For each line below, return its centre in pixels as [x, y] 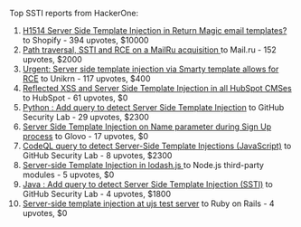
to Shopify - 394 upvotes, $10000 [85, 40]
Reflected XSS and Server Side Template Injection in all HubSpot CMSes [157, 88]
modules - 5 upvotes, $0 [68, 175]
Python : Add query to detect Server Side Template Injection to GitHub [153, 107]
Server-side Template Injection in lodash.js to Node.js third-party [143, 165]
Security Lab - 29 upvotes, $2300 [85, 117]
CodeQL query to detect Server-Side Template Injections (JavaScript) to [157, 146]
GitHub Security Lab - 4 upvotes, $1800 [97, 194]
